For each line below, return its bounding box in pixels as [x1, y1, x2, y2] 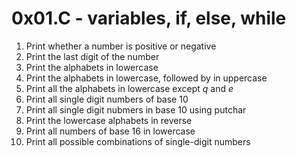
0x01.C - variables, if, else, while [11, 7, 287, 30]
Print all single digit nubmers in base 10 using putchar [25, 103, 247, 116]
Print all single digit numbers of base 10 [25, 93, 189, 105]
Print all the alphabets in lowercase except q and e [25, 82, 234, 94]
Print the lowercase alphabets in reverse [25, 114, 193, 126]
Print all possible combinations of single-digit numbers [25, 135, 251, 147]
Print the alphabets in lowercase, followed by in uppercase [25, 72, 268, 84]
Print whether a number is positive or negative [25, 40, 217, 52]
